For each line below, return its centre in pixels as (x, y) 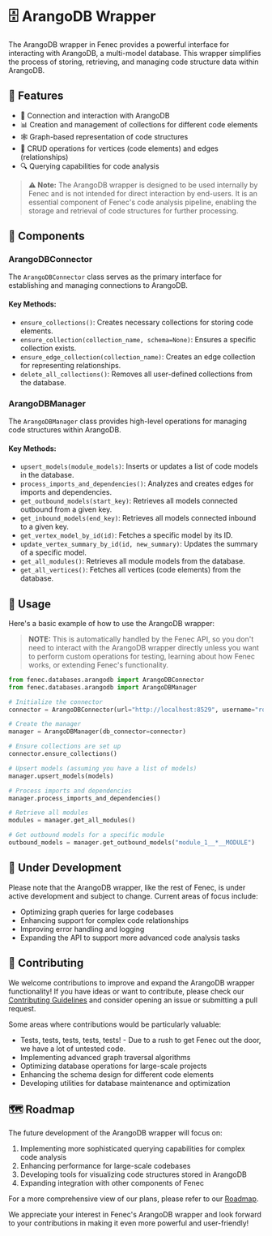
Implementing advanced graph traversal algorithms (105, 1057)
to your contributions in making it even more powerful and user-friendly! (129, 1223)
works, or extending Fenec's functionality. (98, 665)
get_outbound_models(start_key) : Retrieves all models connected (129, 501)
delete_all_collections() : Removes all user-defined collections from (136, 374)
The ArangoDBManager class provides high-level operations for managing (127, 421)
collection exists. (48, 348)
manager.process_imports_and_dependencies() (85, 798)
